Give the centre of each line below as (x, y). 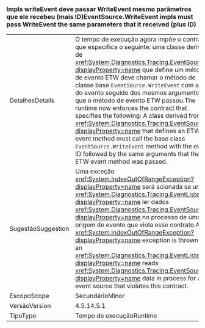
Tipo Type (23, 316)
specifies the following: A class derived (131, 116)
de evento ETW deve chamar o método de (136, 78)
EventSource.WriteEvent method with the (134, 147)
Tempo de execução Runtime (116, 316)
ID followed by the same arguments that (132, 154)
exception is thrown (171, 240)
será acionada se (167, 187)
